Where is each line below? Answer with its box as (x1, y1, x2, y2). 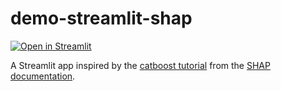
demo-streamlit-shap (10, 7, 193, 30)
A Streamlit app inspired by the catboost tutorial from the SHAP (10, 59, 271, 71)
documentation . (10, 70, 76, 82)
